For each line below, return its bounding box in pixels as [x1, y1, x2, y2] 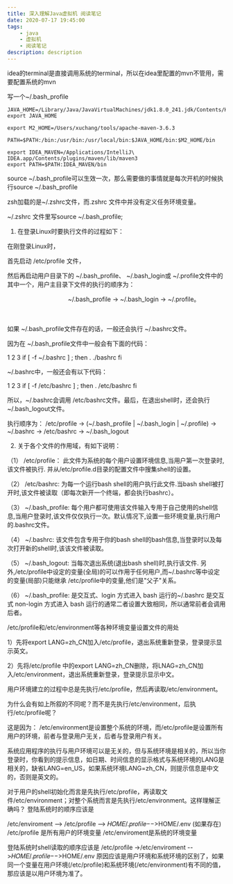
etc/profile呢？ [15, 708, 58, 716]
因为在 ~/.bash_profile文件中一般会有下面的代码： [7, 339, 149, 348]
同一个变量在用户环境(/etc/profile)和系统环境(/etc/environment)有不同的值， [7, 860, 225, 869]
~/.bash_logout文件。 [7, 404, 69, 412]
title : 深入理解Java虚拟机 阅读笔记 [7, 10, 102, 17]
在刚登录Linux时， [7, 241, 60, 250]
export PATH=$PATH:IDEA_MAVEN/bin [7, 161, 107, 168]
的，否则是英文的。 [7, 773, 62, 781]
